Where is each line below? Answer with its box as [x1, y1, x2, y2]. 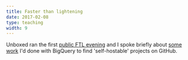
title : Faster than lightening [6, 8, 83, 15]
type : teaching [6, 19, 44, 25]
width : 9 [6, 25, 28, 31]
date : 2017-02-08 [6, 14, 49, 20]
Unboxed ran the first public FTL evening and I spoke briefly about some [6, 41, 182, 48]
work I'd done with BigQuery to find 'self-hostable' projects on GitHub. [6, 48, 178, 55]
